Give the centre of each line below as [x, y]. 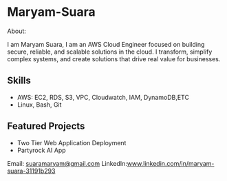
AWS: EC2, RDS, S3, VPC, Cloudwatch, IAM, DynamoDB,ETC [103, 97]
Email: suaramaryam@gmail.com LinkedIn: [67, 163]
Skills [19, 81]
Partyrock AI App [42, 150]
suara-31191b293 [31, 171]
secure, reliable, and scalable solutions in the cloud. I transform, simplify [110, 52]
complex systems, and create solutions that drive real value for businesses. [114, 58]
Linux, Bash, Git [39, 105]
